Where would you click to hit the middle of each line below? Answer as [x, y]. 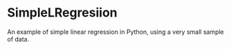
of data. [18, 39]
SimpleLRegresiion [62, 13]
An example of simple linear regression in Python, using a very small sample [116, 32]
